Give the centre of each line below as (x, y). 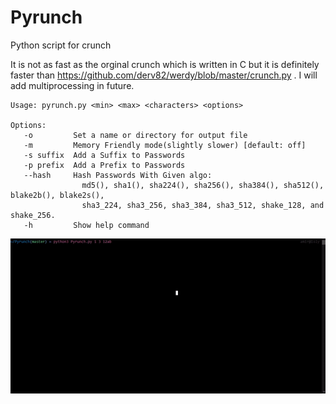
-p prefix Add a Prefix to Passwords (104, 165)
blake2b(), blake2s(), (57, 195)
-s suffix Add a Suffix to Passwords (104, 155)
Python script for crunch (61, 45)
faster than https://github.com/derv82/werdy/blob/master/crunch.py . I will (164, 75)
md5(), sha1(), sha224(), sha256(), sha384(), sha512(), (203, 185)
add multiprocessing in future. (72, 85)
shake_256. (33, 215)
